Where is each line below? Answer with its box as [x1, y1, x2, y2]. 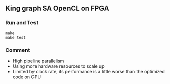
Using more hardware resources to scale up [12, 63, 105, 69]
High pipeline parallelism [12, 58, 64, 64]
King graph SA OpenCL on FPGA [5, 4, 109, 13]
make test [5, 35, 26, 40]
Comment [5, 46, 30, 53]
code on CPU [12, 74, 41, 80]
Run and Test [5, 19, 39, 26]
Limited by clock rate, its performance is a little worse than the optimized [12, 68, 165, 74]
